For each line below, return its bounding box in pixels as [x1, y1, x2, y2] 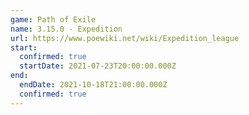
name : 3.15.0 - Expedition [10, 24, 123, 34]
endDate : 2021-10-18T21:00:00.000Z [19, 80, 168, 90]
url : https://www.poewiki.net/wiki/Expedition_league [10, 33, 240, 43]
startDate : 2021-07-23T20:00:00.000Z [19, 61, 177, 71]
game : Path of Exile [10, 14, 97, 25]
